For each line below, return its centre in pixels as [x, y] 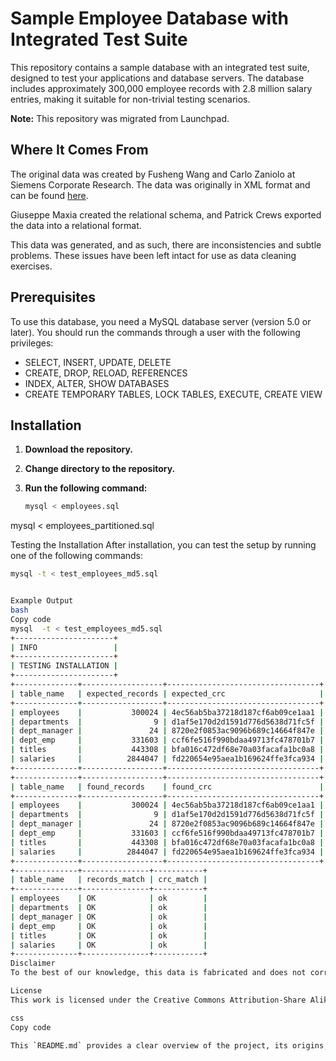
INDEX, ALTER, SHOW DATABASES [97, 383]
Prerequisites [53, 297]
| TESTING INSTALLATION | [64, 666]
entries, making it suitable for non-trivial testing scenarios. [130, 99]
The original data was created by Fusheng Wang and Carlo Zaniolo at [153, 174]
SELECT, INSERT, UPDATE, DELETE [98, 362]
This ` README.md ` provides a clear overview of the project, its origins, [169, 1045]
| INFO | [64, 647]
